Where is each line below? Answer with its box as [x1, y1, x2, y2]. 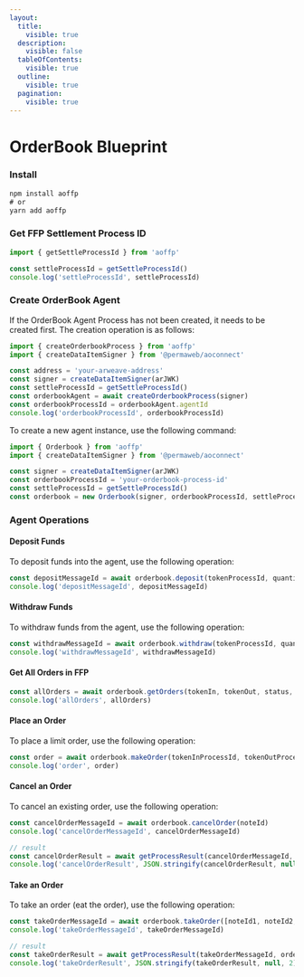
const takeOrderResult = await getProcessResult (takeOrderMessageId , [9, 951, 278, 960]
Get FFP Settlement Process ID [9, 227, 147, 240]
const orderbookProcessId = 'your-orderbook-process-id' [9, 476, 229, 485]
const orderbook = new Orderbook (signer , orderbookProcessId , [9, 492, 249, 502]
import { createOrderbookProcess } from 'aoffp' [9, 341, 196, 351]
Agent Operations [9, 513, 90, 526]
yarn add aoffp [9, 205, 67, 215]
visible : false [25, 47, 83, 56]
